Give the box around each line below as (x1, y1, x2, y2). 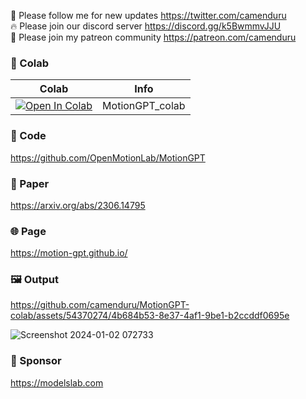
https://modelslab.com (10, 376, 104, 389)
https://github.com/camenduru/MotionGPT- (10, 299, 190, 311)
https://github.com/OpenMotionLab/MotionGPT (10, 151, 206, 164)
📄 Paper (10, 176, 50, 190)
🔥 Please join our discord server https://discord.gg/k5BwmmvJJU (10, 20, 282, 32)
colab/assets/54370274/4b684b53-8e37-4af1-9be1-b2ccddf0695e (10, 310, 290, 322)
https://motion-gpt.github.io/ (10, 247, 128, 259)
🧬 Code (10, 129, 47, 143)
